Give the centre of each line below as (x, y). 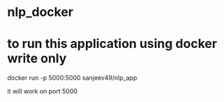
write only (37, 59)
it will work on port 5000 (43, 92)
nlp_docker (40, 12)
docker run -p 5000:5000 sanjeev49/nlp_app (72, 78)
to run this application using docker (112, 44)
